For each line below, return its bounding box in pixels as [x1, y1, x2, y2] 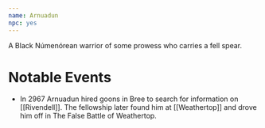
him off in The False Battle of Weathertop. [19, 111, 157, 121]
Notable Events [8, 68, 111, 86]
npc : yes [8, 19, 37, 27]
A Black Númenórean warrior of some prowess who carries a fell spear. [8, 40, 243, 50]
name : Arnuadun [8, 11, 59, 20]
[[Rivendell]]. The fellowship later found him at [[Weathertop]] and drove [19, 103, 257, 112]
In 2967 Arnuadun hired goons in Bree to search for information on [19, 94, 239, 104]
